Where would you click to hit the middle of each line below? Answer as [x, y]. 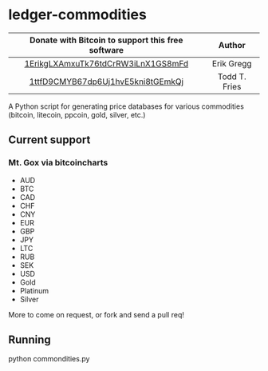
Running [30, 340]
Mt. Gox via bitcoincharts [58, 163]
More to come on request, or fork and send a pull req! [97, 314]
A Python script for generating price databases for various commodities [126, 106]
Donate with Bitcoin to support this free [106, 40]
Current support [49, 140]
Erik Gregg [232, 63]
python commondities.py [49, 359]
